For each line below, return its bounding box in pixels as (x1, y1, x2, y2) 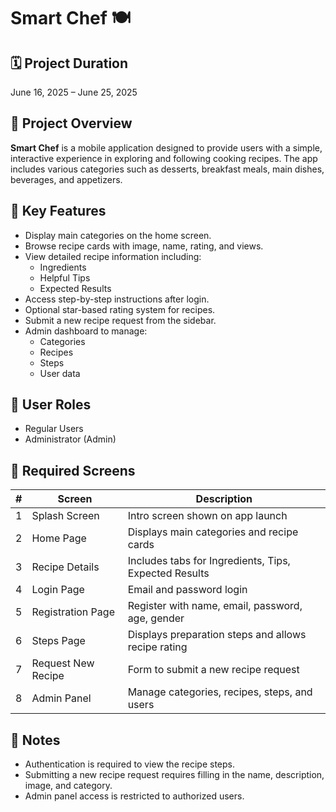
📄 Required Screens (10, 462, 136, 479)
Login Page (31, 583, 85, 597)
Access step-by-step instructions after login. (24, 293, 210, 305)
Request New (31, 656, 95, 670)
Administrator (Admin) (24, 433, 117, 445)
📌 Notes (10, 731, 61, 749)
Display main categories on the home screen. (24, 229, 212, 241)
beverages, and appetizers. (10, 173, 123, 185)
